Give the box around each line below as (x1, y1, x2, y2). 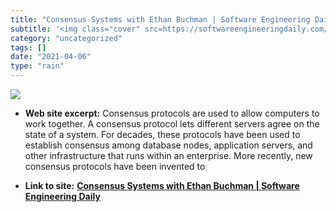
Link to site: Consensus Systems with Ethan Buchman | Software (24, 180, 300, 191)
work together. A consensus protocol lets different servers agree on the (24, 118, 320, 130)
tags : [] (10, 42, 47, 53)
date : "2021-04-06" (10, 52, 92, 62)
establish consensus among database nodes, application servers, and (24, 139, 313, 151)
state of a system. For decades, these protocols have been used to (24, 129, 301, 140)
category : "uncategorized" (10, 33, 123, 43)
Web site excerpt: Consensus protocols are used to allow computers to (24, 107, 320, 119)
